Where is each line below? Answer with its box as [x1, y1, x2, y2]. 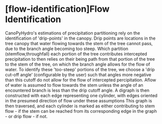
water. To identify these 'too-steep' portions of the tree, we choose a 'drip [5, 66, 155, 72]
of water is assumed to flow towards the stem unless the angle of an [5, 82, 143, 88]
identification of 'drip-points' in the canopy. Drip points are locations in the [5, 35, 156, 41]
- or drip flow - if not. [5, 113, 48, 119]
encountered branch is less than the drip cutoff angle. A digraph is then [5, 87, 150, 93]
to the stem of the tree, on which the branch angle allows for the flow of [5, 61, 151, 67]
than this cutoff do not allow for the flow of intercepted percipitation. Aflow [5, 77, 156, 83]
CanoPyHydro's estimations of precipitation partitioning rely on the [5, 30, 140, 36]
